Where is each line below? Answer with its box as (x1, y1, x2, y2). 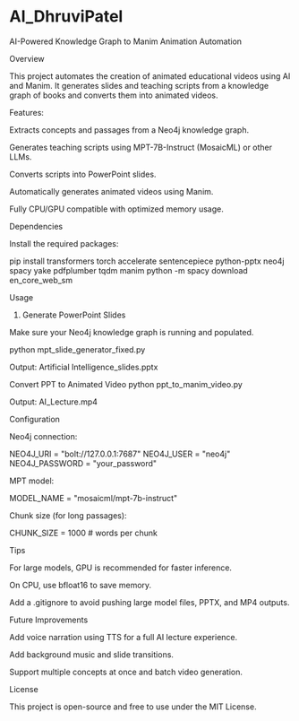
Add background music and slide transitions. (9, 648, 175, 660)
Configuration (9, 413, 61, 424)
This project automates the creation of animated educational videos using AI (9, 70, 291, 82)
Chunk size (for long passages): (9, 509, 127, 521)
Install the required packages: (9, 238, 119, 248)
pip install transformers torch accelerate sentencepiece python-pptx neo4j (9, 256, 285, 266)
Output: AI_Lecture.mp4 (9, 396, 98, 407)
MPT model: (9, 475, 55, 486)
